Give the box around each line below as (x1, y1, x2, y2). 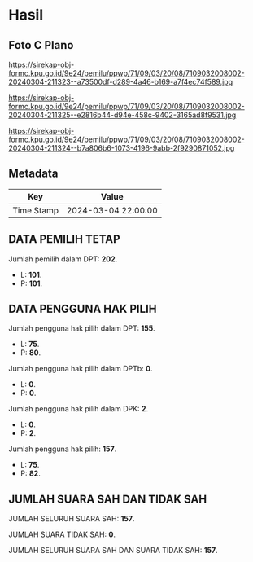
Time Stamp (12, 204, 59, 216)
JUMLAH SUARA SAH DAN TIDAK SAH (8, 492, 207, 506)
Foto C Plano (8, 38, 74, 52)
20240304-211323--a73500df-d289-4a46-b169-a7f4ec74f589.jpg (8, 77, 233, 86)
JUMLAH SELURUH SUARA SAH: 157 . (8, 514, 135, 524)
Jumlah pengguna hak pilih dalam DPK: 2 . (8, 404, 149, 414)
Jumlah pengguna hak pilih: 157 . (8, 444, 117, 454)
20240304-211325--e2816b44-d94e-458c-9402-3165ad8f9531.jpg (8, 110, 237, 120)
